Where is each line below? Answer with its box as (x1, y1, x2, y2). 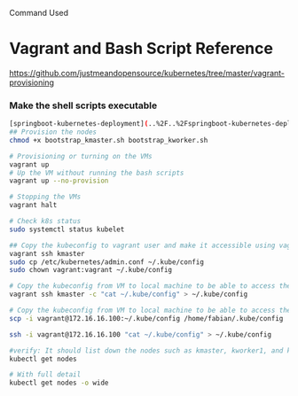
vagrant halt (9, 201, 58, 210)
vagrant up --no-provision (9, 176, 109, 185)
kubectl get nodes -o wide (9, 378, 109, 388)
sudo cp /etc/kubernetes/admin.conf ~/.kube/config (9, 257, 204, 267)
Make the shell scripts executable (9, 99, 158, 112)
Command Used (9, 8, 69, 18)
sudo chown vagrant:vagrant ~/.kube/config (9, 266, 173, 275)
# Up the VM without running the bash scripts (9, 168, 184, 177)
